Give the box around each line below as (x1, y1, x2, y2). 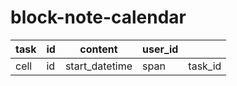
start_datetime (64, 59, 133, 73)
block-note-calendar (10, 6, 187, 29)
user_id (142, 42, 179, 56)
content (79, 42, 118, 56)
